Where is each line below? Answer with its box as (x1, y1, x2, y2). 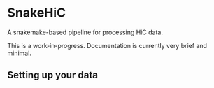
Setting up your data (7, 69, 98, 81)
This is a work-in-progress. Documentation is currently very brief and (7, 41, 208, 50)
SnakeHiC (7, 5, 66, 21)
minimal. (7, 49, 31, 57)
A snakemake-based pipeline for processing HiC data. (7, 28, 163, 36)
